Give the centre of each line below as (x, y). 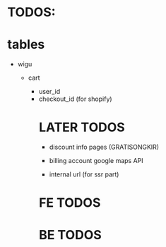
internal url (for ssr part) (84, 174)
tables (26, 45)
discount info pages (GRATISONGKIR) (104, 147)
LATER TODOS (82, 127)
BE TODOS (70, 235)
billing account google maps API (96, 161)
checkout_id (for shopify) (75, 99)
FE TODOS (70, 203)
